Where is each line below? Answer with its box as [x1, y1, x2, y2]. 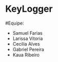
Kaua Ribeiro [12, 52, 40, 58]
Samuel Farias [12, 30, 43, 36]
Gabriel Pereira [12, 46, 44, 52]
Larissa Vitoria [12, 35, 43, 42]
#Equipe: [5, 20, 24, 26]
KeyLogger [5, 3, 53, 15]
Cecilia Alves [12, 40, 40, 47]
